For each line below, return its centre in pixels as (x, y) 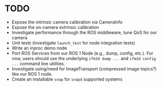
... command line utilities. (38, 64)
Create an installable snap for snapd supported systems (67, 79)
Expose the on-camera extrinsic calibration (55, 27)
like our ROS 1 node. (32, 74)
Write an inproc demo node (39, 48)
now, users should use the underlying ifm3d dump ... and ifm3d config (84, 58)
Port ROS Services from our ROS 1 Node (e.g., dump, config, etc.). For (82, 53)
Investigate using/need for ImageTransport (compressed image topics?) (84, 68)
